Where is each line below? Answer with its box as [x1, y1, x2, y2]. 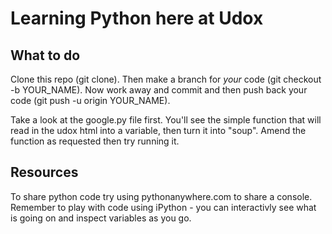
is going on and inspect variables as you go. [10, 212, 192, 224]
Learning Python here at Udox [10, 7, 264, 30]
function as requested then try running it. [10, 135, 180, 147]
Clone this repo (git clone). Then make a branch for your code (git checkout [10, 73, 322, 85]
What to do [10, 47, 81, 64]
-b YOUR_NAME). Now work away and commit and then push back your [10, 84, 308, 96]
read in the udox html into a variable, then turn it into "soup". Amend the [10, 125, 307, 136]
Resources [10, 164, 79, 181]
